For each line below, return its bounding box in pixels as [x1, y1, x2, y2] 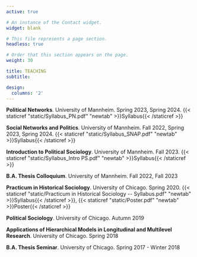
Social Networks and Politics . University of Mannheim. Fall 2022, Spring [6, 124, 185, 131]
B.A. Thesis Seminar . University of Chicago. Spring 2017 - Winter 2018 [6, 244, 180, 251]
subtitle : [6, 74, 31, 80]
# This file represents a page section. [6, 36, 108, 42]
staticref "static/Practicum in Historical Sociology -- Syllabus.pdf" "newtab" [6, 190, 192, 198]
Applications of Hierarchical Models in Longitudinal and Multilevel [6, 226, 172, 233]
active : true [6, 8, 39, 15]
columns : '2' [11, 90, 44, 96]
